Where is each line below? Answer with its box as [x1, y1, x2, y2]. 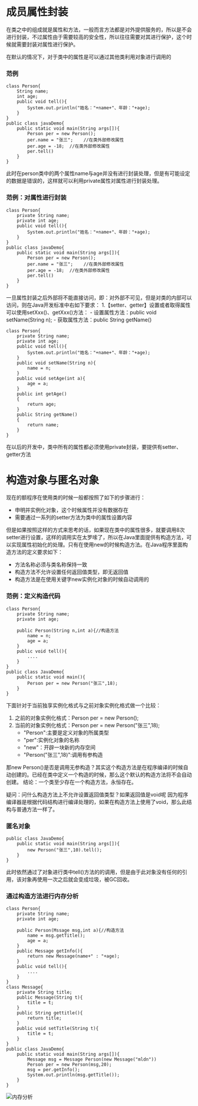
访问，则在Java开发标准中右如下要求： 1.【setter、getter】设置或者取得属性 [6, 301, 191, 309]
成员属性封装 [6, 5, 69, 19]
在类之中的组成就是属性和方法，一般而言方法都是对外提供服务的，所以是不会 [6, 26, 192, 33]
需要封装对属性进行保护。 [16, 41, 78, 48]
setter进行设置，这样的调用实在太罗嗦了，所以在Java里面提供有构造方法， [6, 534, 187, 541]
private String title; [16, 989, 72, 996]
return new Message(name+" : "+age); [27, 953, 120, 959]
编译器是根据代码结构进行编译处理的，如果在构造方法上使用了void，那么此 [6, 798, 187, 805]
